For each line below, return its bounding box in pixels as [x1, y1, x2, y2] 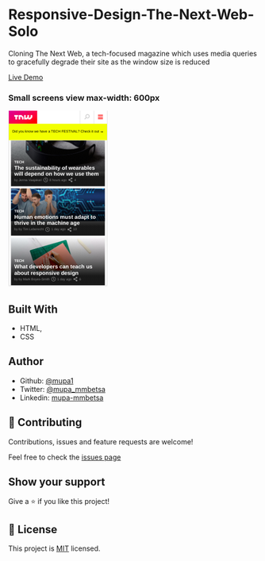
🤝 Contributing [8, 416, 83, 429]
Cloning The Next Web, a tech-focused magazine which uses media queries [8, 48, 258, 58]
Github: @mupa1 [19, 375, 74, 386]
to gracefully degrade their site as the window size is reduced [8, 57, 210, 67]
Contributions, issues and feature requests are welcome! [8, 436, 194, 446]
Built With [8, 302, 58, 316]
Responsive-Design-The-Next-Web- [8, 6, 255, 24]
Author [8, 355, 44, 368]
